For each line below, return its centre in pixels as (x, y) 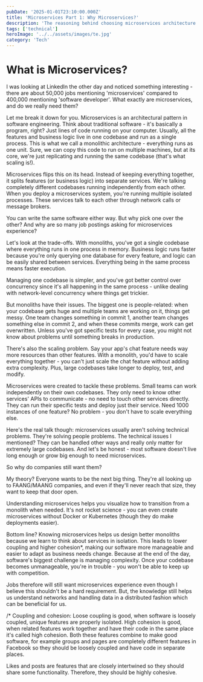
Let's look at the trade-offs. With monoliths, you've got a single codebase (98, 242)
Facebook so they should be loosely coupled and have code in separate (96, 648)
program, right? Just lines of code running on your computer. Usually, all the (101, 130)
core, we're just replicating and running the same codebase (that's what (96, 156)
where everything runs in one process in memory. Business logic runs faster (101, 249)
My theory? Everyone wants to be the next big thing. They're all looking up (99, 479)
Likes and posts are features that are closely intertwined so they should (95, 666)
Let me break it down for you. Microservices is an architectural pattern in (97, 117)
